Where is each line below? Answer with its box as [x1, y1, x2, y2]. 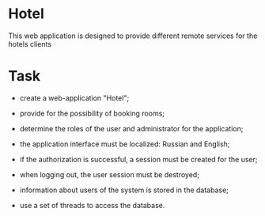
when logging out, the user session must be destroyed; [19, 169, 200, 179]
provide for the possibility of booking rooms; [19, 108, 165, 118]
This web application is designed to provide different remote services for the [8, 31, 258, 40]
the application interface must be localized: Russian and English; [19, 139, 230, 149]
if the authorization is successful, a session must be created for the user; [19, 154, 258, 164]
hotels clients [8, 39, 52, 48]
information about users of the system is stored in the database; [19, 185, 229, 195]
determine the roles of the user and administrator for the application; [19, 123, 244, 133]
